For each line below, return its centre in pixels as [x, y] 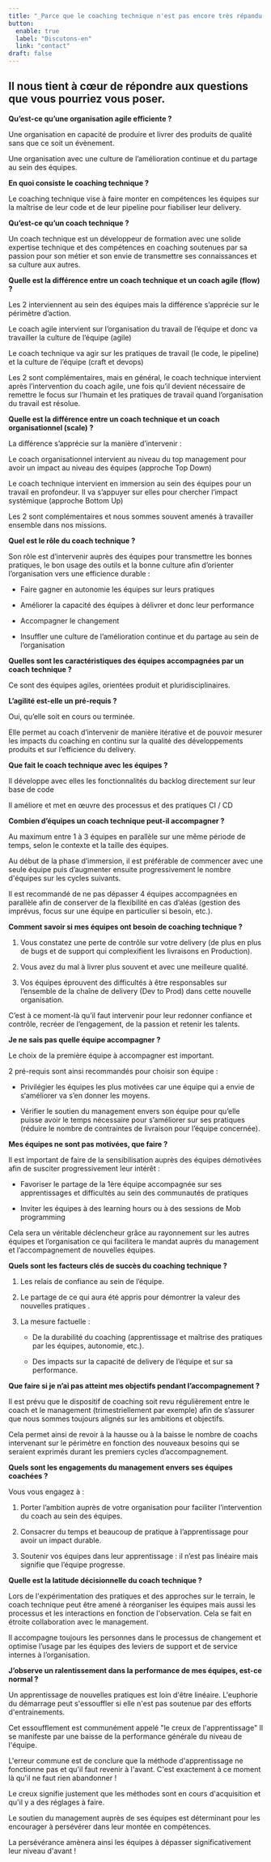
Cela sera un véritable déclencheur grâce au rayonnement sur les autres [129, 1232]
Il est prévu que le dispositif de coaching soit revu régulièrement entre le [129, 1401]
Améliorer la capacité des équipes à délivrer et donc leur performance [137, 605]
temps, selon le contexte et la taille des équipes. [89, 845]
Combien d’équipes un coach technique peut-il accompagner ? [116, 820]
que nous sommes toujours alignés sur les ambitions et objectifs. [116, 1419]
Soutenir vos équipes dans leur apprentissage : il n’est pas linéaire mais [139, 1556]
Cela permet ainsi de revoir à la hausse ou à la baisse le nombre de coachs [133, 1434]
